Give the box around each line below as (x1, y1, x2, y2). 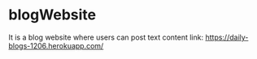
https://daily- (205, 32, 249, 42)
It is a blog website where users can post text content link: (8, 32, 204, 42)
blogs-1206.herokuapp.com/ (8, 40, 104, 50)
